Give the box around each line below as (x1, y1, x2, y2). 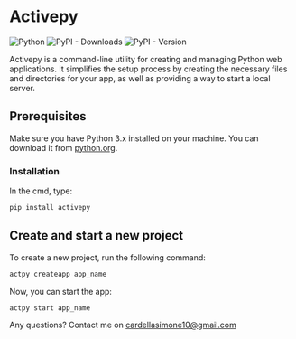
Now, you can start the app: (9, 286, 113, 297)
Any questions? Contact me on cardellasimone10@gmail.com (9, 319, 236, 331)
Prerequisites (9, 108, 87, 124)
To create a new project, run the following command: (9, 251, 206, 263)
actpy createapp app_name (9, 269, 106, 278)
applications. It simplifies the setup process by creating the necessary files (9, 63, 288, 74)
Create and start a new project (9, 228, 183, 243)
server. (9, 82, 36, 93)
